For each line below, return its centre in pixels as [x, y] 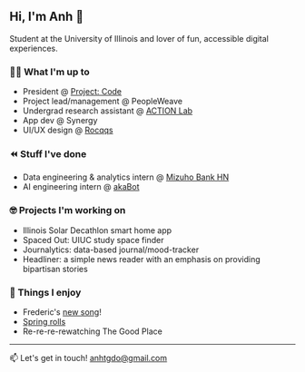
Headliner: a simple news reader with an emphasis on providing [141, 259]
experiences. [34, 48]
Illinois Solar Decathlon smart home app [97, 230]
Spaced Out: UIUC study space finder [93, 240]
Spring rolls [44, 322]
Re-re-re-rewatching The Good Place [93, 331]
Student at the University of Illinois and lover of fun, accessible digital [139, 38]
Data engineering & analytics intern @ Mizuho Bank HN [126, 177]
